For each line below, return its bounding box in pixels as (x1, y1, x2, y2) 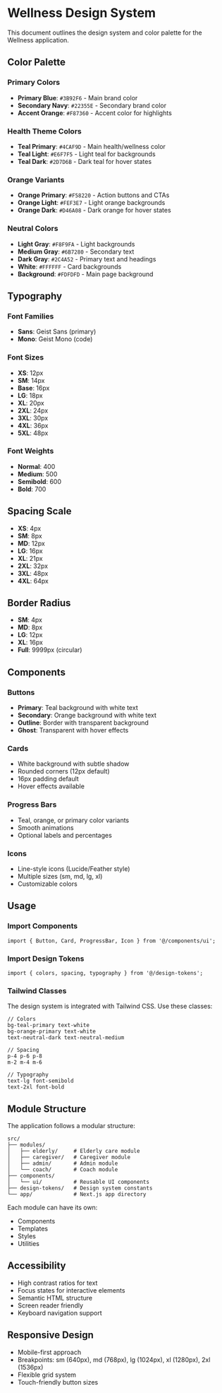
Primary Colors (7, 78, 61, 88)
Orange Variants (7, 174, 65, 184)
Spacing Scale (7, 505, 72, 517)
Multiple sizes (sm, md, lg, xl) (17, 872, 103, 880)
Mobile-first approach (17, 1348, 82, 1356)
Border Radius (7, 597, 71, 609)
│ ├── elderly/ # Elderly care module (7, 1148, 140, 1155)
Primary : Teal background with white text (17, 704, 139, 712)
